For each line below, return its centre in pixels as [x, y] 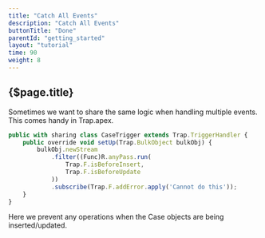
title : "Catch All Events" [53, 16]
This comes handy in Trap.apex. [61, 120]
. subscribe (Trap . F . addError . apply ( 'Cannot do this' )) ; [144, 187]
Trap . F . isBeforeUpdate [103, 173]
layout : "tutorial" [41, 46]
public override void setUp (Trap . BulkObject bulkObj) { [118, 142]
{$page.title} [41, 93]
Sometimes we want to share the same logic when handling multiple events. [133, 112]
